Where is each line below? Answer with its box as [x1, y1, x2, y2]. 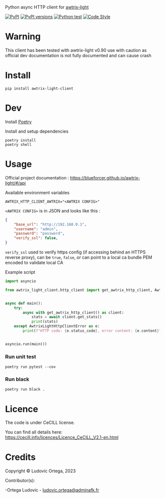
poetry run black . [5, 387, 45, 392]
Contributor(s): [5, 478, 35, 484]
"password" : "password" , [14, 231, 65, 236]
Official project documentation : [5, 175, 69, 180]
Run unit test [5, 353, 36, 360]
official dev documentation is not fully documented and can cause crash [5, 52, 151, 58]
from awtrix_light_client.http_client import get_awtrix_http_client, [5, 287, 153, 292]
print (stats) [31, 319, 58, 324]
